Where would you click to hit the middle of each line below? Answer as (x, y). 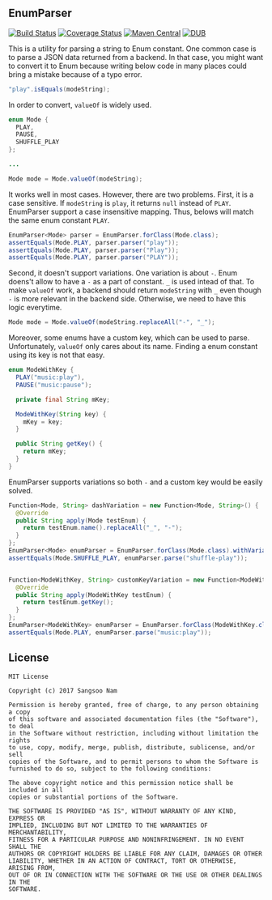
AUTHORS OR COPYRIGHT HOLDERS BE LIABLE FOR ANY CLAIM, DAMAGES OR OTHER (136, 854)
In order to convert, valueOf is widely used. (80, 105)
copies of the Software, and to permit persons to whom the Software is (134, 761)
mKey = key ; (43, 422)
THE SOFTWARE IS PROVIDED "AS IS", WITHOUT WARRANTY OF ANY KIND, (123, 811)
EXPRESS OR (27, 818)
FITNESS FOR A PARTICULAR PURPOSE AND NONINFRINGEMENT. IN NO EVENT (126, 839)
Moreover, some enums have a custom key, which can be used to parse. (129, 338)
